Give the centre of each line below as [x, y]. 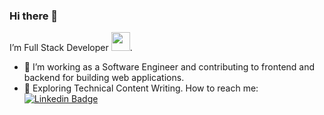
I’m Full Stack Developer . [71, 48]
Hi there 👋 [34, 16]
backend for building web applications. [104, 78]
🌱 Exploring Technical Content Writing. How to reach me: [141, 88]
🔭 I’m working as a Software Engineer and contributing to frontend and [169, 67]
